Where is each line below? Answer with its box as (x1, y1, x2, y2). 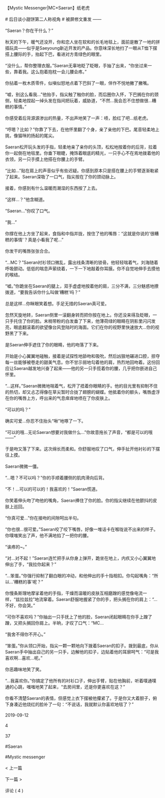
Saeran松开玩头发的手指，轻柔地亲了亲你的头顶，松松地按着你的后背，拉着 (5, 144, 157, 150)
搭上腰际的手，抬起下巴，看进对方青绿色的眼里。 (5, 51, 104, 57)
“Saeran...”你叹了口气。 (5, 208, 53, 214)
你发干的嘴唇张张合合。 (5, 248, 53, 254)
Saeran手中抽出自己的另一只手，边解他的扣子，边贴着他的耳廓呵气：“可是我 (5, 649, 159, 655)
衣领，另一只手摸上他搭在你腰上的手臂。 (5, 156, 87, 162)
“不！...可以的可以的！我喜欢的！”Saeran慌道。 (5, 486, 100, 492)
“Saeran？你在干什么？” (5, 28, 54, 33)
